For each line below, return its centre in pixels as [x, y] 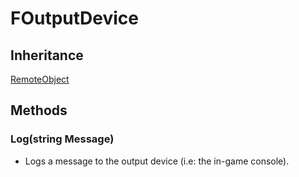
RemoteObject [40, 79]
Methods [39, 110]
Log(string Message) [62, 139]
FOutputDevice [75, 18]
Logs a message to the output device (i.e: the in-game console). [157, 161]
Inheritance [47, 55]
